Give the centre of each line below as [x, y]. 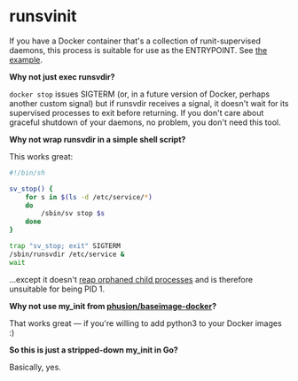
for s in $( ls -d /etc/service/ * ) [89, 197]
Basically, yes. [35, 367]
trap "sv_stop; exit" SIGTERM [65, 246]
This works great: [41, 156]
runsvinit [43, 16]
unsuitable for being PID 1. [57, 289]
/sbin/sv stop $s [73, 214]
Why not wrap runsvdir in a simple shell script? [98, 139]
